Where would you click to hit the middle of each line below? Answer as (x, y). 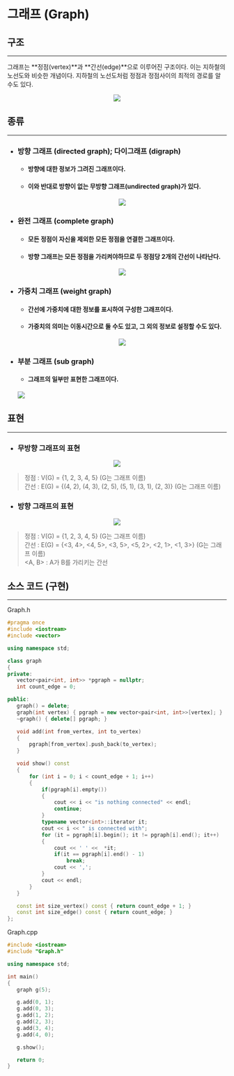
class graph (24, 661)
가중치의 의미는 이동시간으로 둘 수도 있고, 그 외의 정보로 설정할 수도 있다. (125, 327)
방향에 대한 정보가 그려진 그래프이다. (77, 169)
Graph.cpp (23, 932)
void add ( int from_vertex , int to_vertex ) (79, 731)
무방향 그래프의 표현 (49, 448)
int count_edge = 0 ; (46, 687)
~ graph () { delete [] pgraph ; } (62, 719)
